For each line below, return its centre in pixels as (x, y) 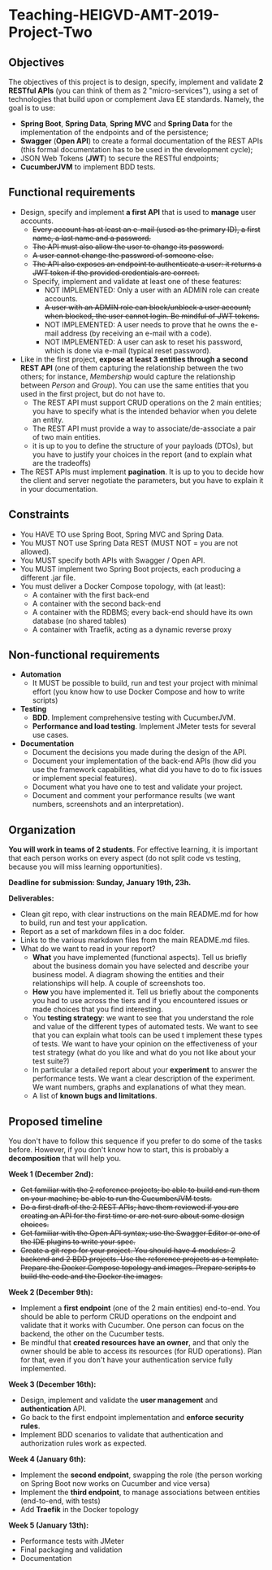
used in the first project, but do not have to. (93, 393)
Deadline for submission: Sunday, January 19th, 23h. (100, 883)
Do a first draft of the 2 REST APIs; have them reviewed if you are (130, 1208)
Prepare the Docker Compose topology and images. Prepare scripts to (138, 1268)
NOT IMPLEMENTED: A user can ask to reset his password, (144, 342)
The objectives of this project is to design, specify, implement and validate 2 (136, 82)
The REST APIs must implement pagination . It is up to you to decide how (142, 471)
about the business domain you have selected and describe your (140, 966)
